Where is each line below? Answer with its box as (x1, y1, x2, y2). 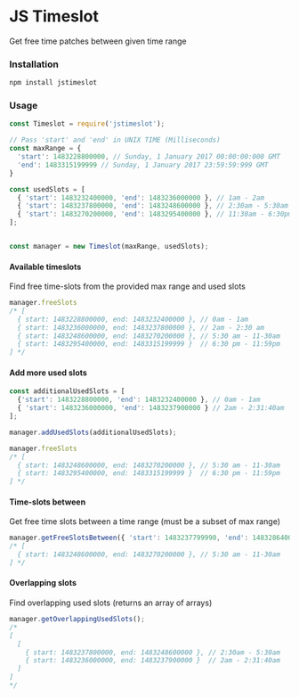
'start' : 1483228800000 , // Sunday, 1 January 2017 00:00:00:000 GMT (17, 152, 280, 161)
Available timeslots (9, 261, 82, 272)
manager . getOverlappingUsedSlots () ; (9, 615, 145, 624)
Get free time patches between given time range (9, 36, 187, 46)
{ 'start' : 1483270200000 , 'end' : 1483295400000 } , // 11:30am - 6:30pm (17, 209, 293, 219)
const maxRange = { (9, 144, 82, 153)
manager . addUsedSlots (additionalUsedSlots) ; (9, 428, 177, 437)
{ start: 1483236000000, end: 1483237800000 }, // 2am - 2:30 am (17, 323, 265, 332)
